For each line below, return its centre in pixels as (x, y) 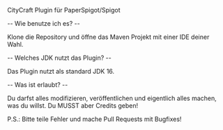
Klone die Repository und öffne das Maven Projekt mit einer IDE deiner (108, 37)
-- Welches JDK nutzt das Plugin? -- (59, 58)
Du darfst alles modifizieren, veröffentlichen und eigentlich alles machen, (112, 98)
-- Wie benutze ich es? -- (44, 23)
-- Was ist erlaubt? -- (38, 85)
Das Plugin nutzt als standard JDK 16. (61, 71)
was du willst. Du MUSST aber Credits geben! (73, 106)
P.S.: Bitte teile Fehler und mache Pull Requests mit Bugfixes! (94, 119)
